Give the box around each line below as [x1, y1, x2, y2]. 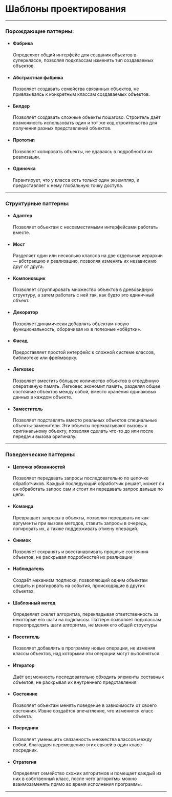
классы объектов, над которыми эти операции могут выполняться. [12, 651, 161, 657]
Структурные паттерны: [5, 200, 70, 207]
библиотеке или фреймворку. [12, 354, 78, 361]
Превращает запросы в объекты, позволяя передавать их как [12, 514, 149, 520]
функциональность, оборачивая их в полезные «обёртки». [12, 326, 142, 332]
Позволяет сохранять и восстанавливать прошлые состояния [12, 549, 148, 555]
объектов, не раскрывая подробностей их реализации [12, 554, 133, 560]
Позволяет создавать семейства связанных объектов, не [12, 86, 139, 92]
